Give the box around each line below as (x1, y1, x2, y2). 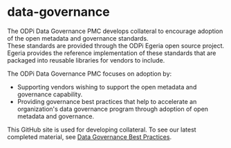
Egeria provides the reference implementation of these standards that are (7, 49, 216, 57)
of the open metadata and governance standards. (7, 34, 149, 42)
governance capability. (17, 90, 83, 98)
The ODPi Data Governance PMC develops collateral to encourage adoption (7, 27, 223, 35)
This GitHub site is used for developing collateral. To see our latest (7, 125, 196, 134)
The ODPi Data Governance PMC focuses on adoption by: (7, 70, 172, 78)
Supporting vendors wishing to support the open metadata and (17, 83, 197, 91)
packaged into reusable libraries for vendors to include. (7, 56, 165, 64)
